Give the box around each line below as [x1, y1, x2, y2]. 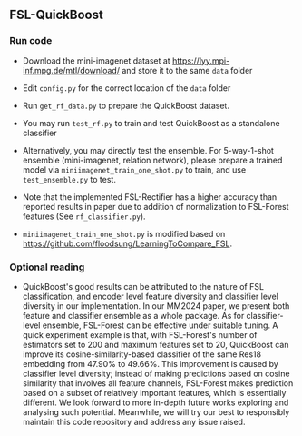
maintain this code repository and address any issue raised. [22, 416, 246, 427]
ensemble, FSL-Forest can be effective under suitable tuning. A [42, 320, 278, 331]
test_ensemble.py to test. [22, 173, 116, 184]
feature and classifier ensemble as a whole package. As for [22, 310, 245, 321]
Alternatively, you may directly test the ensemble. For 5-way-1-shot [22, 144, 275, 155]
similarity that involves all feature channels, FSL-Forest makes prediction [22, 377, 294, 389]
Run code [9, 35, 53, 47]
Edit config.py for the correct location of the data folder [22, 82, 231, 94]
